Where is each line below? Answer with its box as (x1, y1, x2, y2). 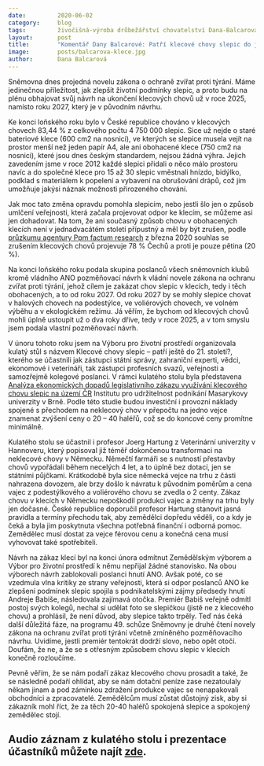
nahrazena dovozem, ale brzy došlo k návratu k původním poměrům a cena (8, 479, 252, 488)
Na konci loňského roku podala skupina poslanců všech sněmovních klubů (8, 264, 250, 274)
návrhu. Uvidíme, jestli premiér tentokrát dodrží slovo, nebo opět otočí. (8, 636, 237, 646)
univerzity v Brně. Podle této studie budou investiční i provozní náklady (8, 396, 238, 406)
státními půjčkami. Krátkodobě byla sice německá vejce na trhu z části (8, 470, 236, 480)
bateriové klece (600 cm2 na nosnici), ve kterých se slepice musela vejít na (8, 134, 252, 143)
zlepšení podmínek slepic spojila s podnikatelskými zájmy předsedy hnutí (8, 586, 246, 595)
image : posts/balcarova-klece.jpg (8, 48, 146, 56)
